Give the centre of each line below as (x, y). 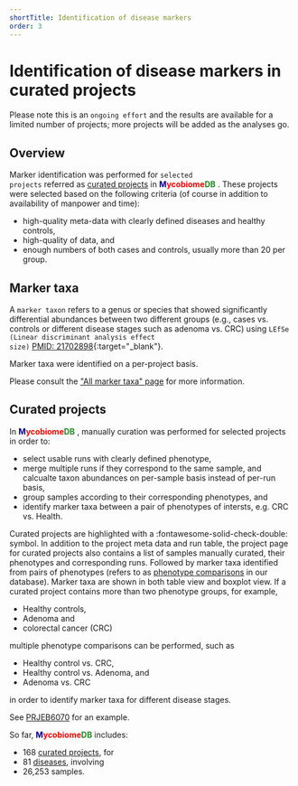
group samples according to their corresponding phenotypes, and (145, 497)
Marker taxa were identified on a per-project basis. (104, 364)
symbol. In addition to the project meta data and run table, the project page (149, 543)
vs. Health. (42, 516)
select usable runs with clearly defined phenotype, (117, 458)
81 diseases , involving (63, 762)
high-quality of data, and (69, 240)
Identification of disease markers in (145, 71)
